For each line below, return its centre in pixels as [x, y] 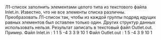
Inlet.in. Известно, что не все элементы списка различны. [65, 12]
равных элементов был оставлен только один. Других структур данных [80, 22]
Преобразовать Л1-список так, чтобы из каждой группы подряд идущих [80, 17]
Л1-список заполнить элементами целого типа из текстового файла [76, 7]
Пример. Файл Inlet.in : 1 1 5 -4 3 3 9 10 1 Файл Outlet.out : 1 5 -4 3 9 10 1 [79, 33]
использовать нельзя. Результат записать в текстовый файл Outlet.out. [79, 27]
